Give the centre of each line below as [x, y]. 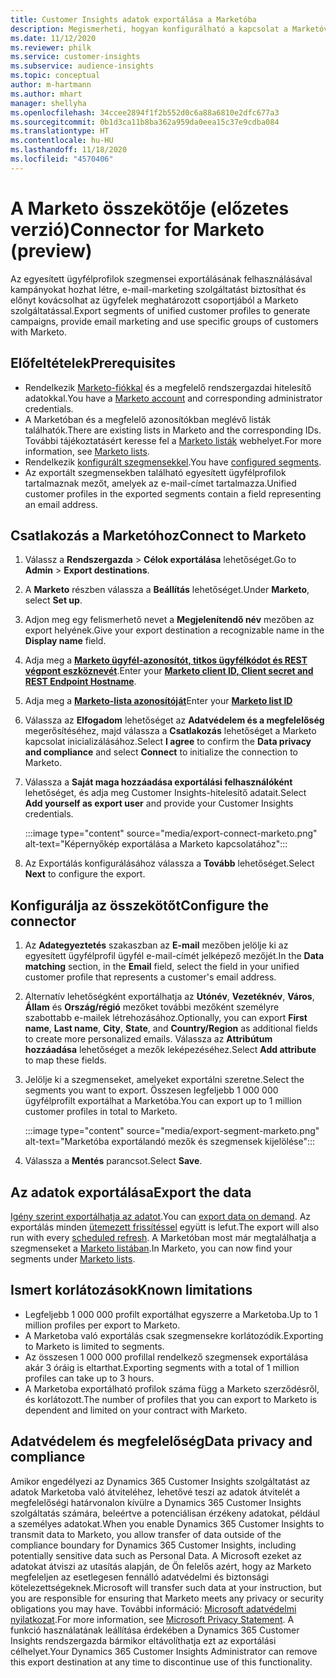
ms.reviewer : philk [51, 47]
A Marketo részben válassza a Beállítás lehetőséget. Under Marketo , [167, 590]
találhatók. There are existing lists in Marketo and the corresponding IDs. [173, 430]
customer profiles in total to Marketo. [101, 1112]
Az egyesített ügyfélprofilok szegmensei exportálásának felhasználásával [161, 278]
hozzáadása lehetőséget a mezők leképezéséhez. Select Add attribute [170, 1050]
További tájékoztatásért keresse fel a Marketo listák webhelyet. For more [173, 440]
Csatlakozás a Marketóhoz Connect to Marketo [158, 535]
